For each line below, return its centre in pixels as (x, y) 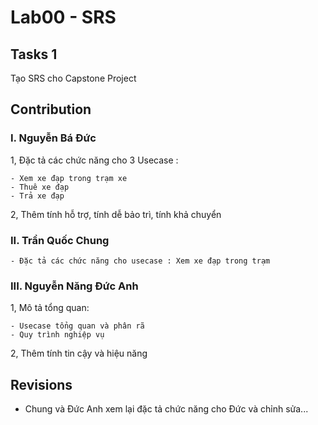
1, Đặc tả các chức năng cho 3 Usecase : (94, 160)
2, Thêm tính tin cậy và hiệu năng (79, 353)
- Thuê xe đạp (40, 187)
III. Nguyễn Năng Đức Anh (74, 286)
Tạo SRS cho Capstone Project (73, 78)
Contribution (51, 109)
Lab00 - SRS (63, 17)
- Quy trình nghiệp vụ (57, 335)
